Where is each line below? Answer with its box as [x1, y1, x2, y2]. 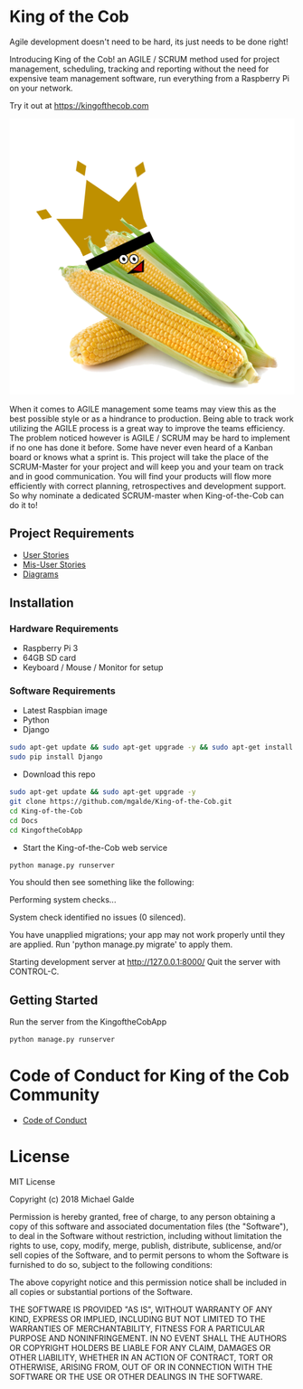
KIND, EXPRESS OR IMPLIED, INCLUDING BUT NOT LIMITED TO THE [9, 1314, 266, 1325]
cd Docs [9, 816, 39, 825]
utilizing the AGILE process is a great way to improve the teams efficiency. [9, 422, 286, 433]
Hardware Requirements [9, 622, 119, 635]
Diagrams [22, 569, 59, 580]
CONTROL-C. [9, 966, 60, 978]
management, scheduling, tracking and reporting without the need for [9, 63, 270, 74]
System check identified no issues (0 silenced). [9, 912, 186, 923]
